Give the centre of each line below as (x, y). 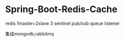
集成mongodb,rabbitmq (30, 33)
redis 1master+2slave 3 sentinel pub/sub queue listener (62, 23)
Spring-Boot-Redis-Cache (61, 9)
